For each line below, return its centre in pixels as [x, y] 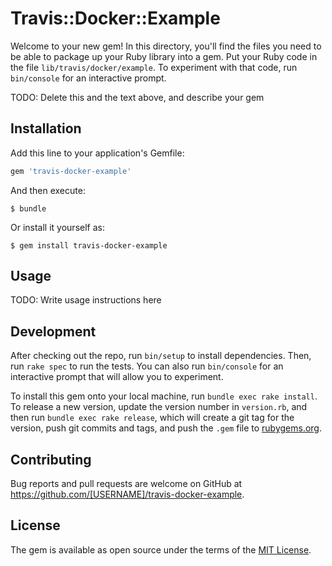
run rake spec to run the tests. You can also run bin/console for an [147, 366]
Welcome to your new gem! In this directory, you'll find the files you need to [166, 46]
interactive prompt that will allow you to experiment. [117, 377]
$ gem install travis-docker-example [89, 245]
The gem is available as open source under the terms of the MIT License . [161, 549]
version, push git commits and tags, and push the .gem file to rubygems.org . [166, 428]
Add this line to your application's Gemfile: [97, 153]
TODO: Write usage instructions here [86, 300]
